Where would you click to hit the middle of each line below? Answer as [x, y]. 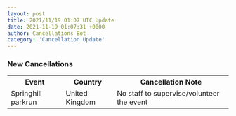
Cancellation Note [171, 82]
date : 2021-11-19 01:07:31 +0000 [56, 27]
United [77, 94]
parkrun [24, 102]
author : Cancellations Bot [47, 33]
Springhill [26, 94]
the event [132, 102]
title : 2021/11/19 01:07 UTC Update [61, 20]
